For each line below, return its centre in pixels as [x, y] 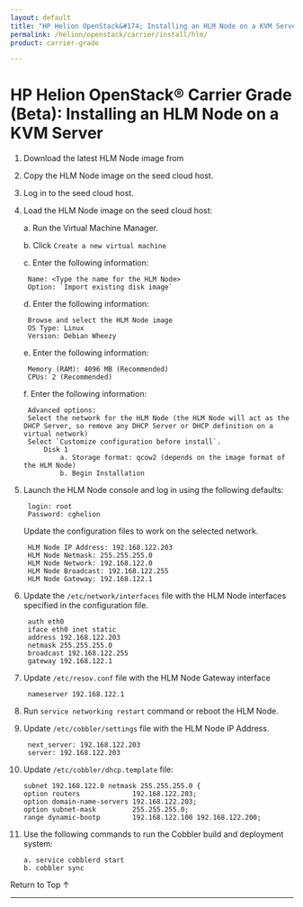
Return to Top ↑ [40, 885]
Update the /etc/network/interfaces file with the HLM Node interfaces [155, 596]
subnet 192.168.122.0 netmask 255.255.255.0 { [112, 786]
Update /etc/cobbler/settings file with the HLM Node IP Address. [146, 729]
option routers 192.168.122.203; [110, 794]
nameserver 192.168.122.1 [76, 695]
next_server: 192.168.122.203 [84, 745]
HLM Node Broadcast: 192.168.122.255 [98, 571]
